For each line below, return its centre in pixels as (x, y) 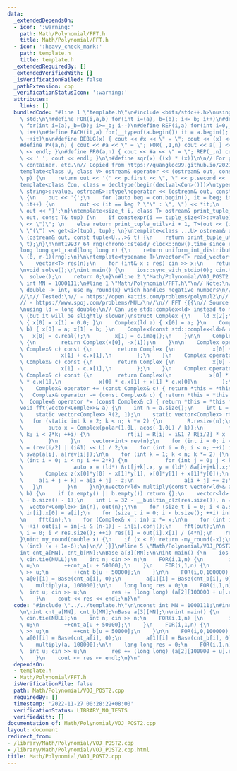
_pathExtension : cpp (44, 86)
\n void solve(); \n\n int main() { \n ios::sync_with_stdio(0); (116, 270)
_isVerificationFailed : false (58, 80)
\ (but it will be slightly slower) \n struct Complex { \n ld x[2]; (124, 316)
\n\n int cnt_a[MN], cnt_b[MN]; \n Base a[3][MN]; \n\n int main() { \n (120, 612)
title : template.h (47, 60)
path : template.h (45, 54)
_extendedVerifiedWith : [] (53, 73)
